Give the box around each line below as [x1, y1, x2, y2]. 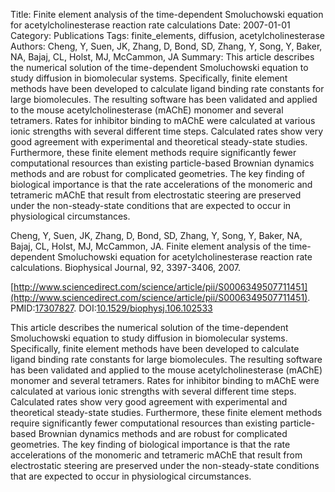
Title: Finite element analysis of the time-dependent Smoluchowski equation [10, 9, 324, 20]
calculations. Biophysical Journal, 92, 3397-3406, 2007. [10, 262, 242, 273]
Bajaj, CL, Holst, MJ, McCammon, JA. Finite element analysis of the [10, 240, 288, 252]
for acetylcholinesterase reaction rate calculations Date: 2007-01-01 [10, 19, 291, 31]
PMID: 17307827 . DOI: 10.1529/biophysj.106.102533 [10, 302, 213, 314]
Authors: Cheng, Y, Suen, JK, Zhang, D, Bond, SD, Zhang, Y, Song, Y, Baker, [10, 40, 323, 52]
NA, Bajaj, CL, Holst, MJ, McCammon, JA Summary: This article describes [10, 51, 315, 63]
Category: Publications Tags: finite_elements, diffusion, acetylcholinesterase [10, 30, 326, 41]
